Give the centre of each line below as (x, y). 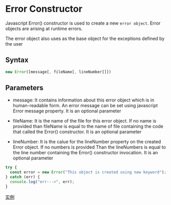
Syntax (17, 60)
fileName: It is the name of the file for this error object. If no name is (84, 121)
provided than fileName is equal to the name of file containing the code (88, 127)
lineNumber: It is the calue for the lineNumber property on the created (87, 142)
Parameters (24, 88)
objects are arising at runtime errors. (44, 28)
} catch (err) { (23, 177)
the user (14, 44)
